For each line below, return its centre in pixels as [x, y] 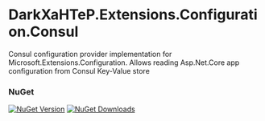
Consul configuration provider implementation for [90, 54]
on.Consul [43, 32]
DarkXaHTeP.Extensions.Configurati [133, 15]
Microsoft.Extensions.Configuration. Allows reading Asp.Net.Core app [124, 63]
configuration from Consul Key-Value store [79, 71]
